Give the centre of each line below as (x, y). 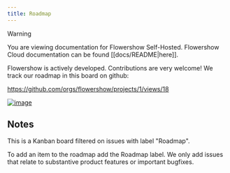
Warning (19, 33)
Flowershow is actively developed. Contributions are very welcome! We (110, 68)
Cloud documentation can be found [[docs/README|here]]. (93, 54)
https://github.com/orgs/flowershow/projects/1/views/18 (88, 89)
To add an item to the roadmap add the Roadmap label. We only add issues (115, 155)
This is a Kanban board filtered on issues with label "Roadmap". (99, 141)
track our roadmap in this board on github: (68, 75)
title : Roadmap (29, 14)
